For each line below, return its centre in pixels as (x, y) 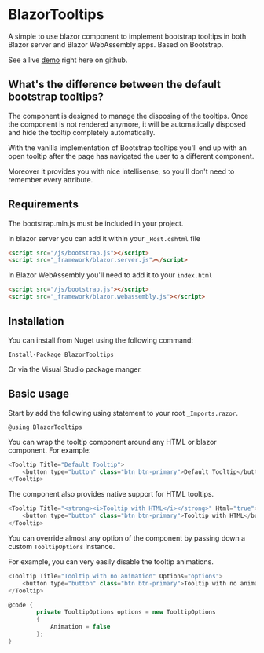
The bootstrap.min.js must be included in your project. (96, 223)
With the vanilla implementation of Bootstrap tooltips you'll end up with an (128, 148)
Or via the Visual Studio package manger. (75, 369)
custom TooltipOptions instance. (62, 546)
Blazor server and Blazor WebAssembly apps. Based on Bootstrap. (116, 44)
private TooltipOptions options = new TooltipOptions (126, 612)
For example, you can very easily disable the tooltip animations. (111, 561)
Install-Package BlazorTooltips (61, 354)
